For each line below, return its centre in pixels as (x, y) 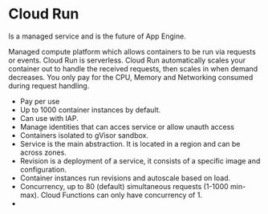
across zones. (43, 152)
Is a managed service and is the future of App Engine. (97, 36)
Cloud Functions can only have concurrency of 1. (122, 195)
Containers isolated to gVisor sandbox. (84, 135)
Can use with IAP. (49, 118)
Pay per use (40, 101)
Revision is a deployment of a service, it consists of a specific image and (140, 160)
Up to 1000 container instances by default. (90, 110)
